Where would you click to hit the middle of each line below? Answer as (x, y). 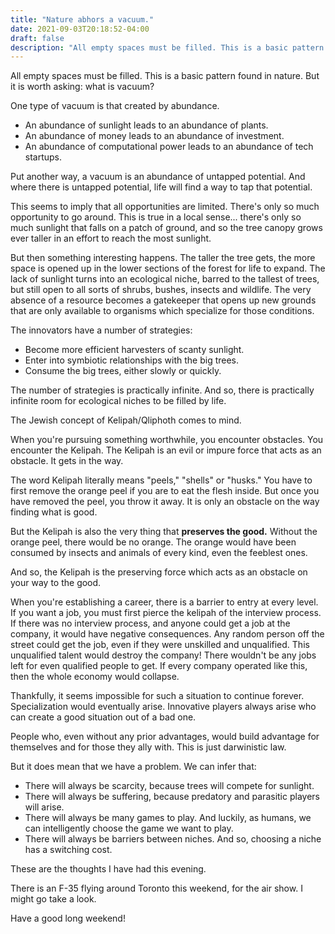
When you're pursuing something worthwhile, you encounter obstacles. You (167, 440)
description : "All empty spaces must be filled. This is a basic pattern (167, 47)
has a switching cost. (68, 850)
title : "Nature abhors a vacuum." (82, 19)
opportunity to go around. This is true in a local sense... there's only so (156, 217)
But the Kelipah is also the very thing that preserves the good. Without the (164, 532)
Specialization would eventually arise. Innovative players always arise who (163, 707)
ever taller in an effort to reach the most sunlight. (111, 238)
